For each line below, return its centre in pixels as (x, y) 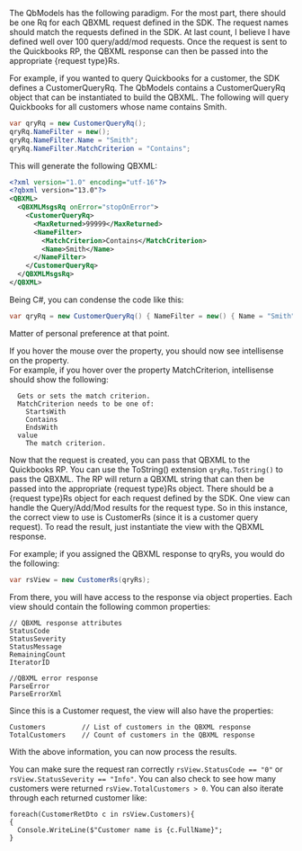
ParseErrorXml (36, 694)
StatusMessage (36, 647)
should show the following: (59, 379)
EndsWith (42, 427)
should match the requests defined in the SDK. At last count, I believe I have (150, 32)
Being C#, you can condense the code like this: (97, 300)
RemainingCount (38, 654)
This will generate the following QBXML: (84, 166)
